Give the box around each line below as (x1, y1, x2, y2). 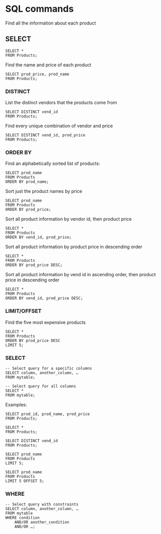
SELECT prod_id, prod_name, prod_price (5, 411, 90, 417)
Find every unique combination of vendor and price (5, 123, 113, 129)
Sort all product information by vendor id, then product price (5, 216, 132, 222)
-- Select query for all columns (5, 383, 76, 389)
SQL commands (5, 3, 74, 15)
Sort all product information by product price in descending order (5, 244, 143, 250)
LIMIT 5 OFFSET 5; (5, 478, 44, 483)
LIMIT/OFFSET (5, 307, 42, 314)
